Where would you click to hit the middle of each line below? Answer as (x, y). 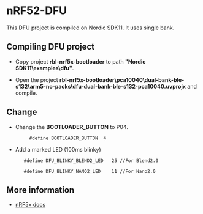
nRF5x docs (30, 205)
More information (40, 190)
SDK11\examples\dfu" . (44, 68)
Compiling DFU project (51, 47)
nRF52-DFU (37, 11)
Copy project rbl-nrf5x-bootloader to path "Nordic (80, 61)
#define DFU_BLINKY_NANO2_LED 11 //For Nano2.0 (90, 171)
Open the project (36, 79)
